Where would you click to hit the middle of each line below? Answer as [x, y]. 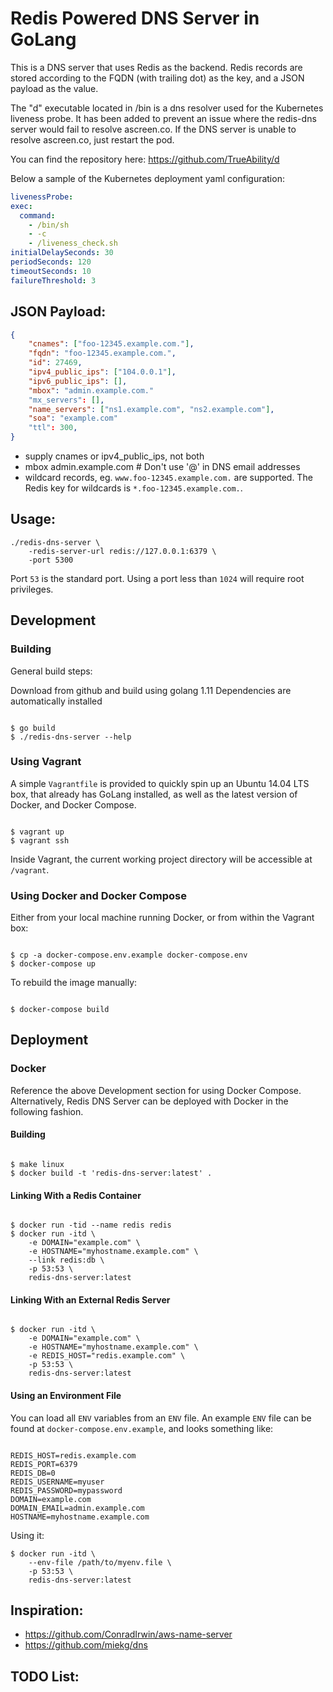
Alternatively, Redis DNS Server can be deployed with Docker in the [149, 1101]
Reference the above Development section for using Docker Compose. [156, 1090]
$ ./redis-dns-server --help [71, 737]
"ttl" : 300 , [53, 428]
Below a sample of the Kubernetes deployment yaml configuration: [147, 178]
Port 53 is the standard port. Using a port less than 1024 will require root [157, 578]
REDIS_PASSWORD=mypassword [66, 1490]
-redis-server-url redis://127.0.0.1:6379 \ [122, 551]
